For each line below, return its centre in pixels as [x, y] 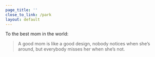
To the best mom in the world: [37, 34]
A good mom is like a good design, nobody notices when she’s [84, 44]
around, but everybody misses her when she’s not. [71, 49]
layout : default [23, 19]
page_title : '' [22, 10]
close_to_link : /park [28, 15]
